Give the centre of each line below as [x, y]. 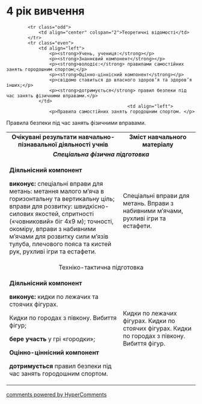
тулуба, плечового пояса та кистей [60, 244]
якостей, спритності [65, 213]
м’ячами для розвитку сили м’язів [59, 236]
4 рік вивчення [45, 11]
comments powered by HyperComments [57, 394]
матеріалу [158, 144]
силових [22, 213]
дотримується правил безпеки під [60, 366]
